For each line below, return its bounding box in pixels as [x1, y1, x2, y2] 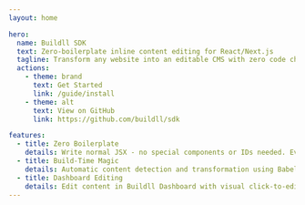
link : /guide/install [32, 88, 116, 98]
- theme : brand [25, 72, 83, 82]
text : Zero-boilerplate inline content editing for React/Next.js [16, 46, 274, 56]
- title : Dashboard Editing [16, 173, 124, 182]
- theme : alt [25, 97, 75, 107]
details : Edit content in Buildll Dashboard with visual [25, 181, 246, 191]
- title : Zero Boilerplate [16, 139, 119, 149]
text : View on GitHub [32, 106, 116, 115]
